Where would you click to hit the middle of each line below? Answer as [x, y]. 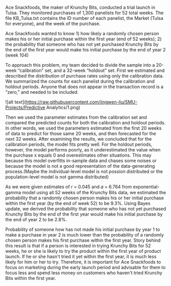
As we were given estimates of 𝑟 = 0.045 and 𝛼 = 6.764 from [69, 187]
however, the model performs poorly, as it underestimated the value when [83, 150]
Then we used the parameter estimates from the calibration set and [76, 117]
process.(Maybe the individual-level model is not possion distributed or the [84, 171]
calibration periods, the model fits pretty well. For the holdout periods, [79, 144]
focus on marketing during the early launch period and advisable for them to [86, 267]
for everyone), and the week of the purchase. [53, 23]
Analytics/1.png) [63, 107]
